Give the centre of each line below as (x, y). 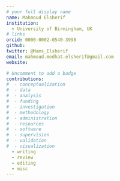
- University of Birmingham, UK (52, 29)
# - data (19, 90)
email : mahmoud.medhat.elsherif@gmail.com (60, 57)
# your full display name (38, 12)
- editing (24, 163)
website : (17, 62)
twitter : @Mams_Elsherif (37, 51)
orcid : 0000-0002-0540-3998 (41, 40)
